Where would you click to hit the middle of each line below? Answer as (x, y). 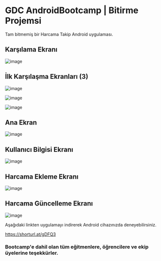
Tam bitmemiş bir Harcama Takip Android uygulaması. (59, 34)
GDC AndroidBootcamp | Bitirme (72, 10)
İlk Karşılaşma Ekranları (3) (47, 77)
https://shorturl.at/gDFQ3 (30, 234)
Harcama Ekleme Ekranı (42, 177)
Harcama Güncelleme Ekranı (49, 204)
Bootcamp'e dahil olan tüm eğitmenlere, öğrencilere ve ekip (77, 247)
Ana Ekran (21, 122)
